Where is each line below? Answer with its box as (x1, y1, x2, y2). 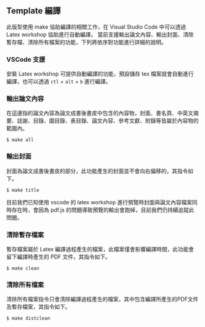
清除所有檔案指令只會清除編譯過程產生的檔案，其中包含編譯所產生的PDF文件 (6, 295, 199, 303)
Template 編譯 (6, 5, 61, 16)
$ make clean (6, 265, 40, 271)
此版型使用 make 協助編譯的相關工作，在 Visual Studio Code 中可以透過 (6, 23, 186, 31)
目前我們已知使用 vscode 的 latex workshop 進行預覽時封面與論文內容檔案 (6, 198, 192, 206)
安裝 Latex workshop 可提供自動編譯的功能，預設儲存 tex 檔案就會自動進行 (6, 70, 194, 77)
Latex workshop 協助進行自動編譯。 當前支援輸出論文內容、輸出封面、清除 (6, 31, 194, 38)
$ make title (6, 187, 40, 193)
